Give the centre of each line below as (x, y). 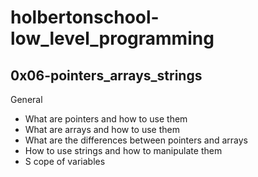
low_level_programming (112, 38)
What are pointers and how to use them (106, 119)
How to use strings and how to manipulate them (123, 150)
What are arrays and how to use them (102, 129)
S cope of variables (65, 161)
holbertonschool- (85, 17)
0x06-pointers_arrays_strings (106, 75)
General (26, 99)
